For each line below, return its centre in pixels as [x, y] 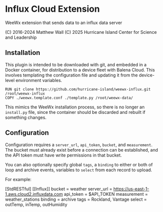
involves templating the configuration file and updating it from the [71, 75]
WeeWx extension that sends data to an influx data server [64, 23]
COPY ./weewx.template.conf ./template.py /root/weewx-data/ [69, 98]
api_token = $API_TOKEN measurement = [106, 194]
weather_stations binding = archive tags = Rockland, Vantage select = [76, 199]
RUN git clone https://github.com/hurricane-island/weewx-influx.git [78, 89]
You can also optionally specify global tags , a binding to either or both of [79, 164]
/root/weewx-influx [25, 93]
